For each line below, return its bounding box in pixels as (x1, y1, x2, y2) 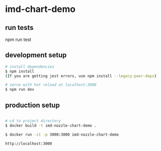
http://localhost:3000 (5, 141, 52, 146)
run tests (5, 23, 34, 32)
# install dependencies (5, 64, 55, 69)
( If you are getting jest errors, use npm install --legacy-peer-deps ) (5, 73, 157, 78)
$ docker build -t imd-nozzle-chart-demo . (5, 123, 97, 128)
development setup (5, 51, 67, 59)
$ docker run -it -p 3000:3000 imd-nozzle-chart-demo (5, 132, 119, 137)
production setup (5, 101, 60, 109)
